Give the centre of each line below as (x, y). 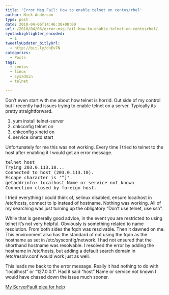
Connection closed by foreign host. (51, 188)
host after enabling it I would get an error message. (59, 152)
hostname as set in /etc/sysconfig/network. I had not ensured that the (78, 240)
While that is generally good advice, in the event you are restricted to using (84, 218)
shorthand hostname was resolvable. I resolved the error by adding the (80, 245)
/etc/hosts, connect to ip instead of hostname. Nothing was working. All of (83, 203)
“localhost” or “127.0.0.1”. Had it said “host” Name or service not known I (81, 272)
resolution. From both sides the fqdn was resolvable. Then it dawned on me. (85, 229)
